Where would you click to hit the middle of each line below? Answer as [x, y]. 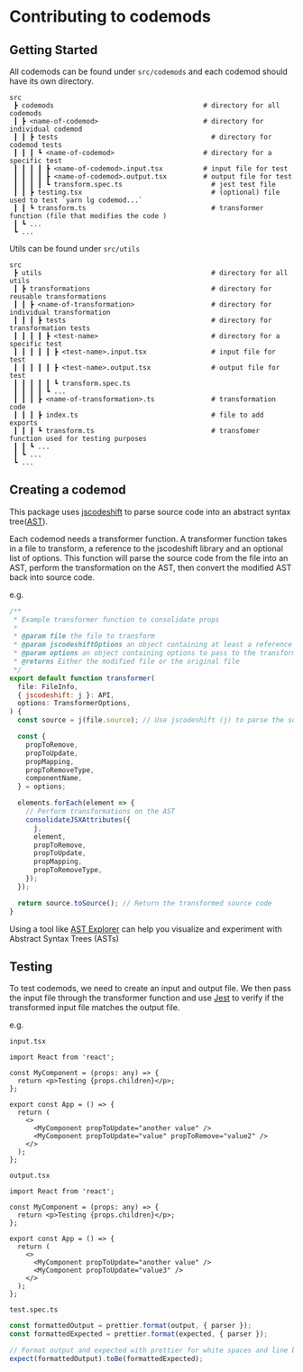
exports [24, 423]
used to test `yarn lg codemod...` [76, 200]
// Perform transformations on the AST [101, 812]
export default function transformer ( [82, 678]
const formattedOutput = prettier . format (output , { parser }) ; [131, 1326]
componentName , [54, 778]
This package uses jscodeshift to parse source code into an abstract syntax [150, 511]
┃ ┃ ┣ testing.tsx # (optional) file [147, 192]
